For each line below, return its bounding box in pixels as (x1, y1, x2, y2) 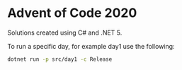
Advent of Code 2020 (7, 5, 137, 21)
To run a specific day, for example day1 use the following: (7, 42, 175, 50)
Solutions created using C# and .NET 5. (7, 28, 123, 37)
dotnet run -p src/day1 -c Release (7, 55, 113, 63)
